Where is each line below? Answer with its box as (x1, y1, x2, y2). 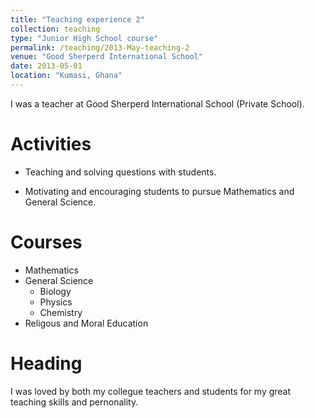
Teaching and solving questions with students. (24, 166, 217, 178)
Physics (39, 296, 73, 308)
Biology (39, 285, 72, 297)
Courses (10, 231, 83, 253)
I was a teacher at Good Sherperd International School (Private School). (10, 97, 305, 110)
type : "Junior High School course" (10, 33, 159, 43)
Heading (10, 352, 83, 375)
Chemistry (39, 306, 83, 318)
